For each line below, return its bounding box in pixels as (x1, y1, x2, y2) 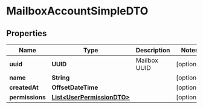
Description (135, 46, 170, 54)
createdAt (9, 83, 39, 92)
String (51, 73, 70, 82)
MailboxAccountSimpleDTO (6, 4, 149, 18)
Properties (6, 28, 47, 39)
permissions (9, 93, 47, 101)
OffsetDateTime (51, 83, 98, 92)
